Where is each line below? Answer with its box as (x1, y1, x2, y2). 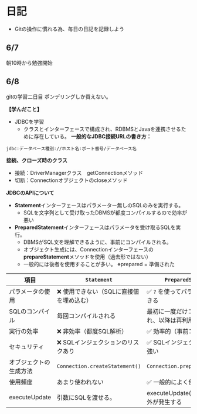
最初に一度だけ (146, 307, 188, 315)
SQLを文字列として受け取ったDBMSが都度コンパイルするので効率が (23, 209, 188, 216)
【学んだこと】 (6, 105, 42, 112)
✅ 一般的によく (146, 377, 189, 386)
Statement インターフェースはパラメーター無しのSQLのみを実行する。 (14, 201, 184, 208)
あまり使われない (56, 377, 104, 386)
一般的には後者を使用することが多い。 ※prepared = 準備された (23, 260, 175, 267)
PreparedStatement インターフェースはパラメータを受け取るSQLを (14, 224, 176, 231)
